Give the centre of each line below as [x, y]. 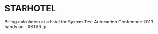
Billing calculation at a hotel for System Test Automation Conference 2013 [79, 22]
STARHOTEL [30, 8]
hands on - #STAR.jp [26, 26]
